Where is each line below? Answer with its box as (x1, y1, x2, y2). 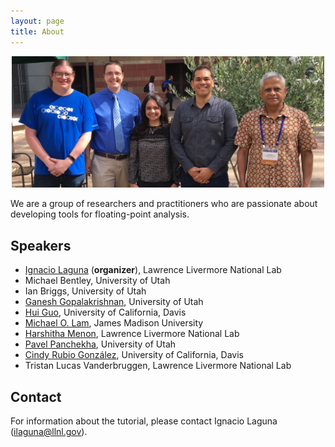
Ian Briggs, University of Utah (24, 285, 147, 297)
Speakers (10, 237, 72, 254)
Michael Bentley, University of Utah (24, 275, 171, 287)
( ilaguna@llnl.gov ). (10, 426, 88, 438)
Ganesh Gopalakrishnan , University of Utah (24, 296, 204, 308)
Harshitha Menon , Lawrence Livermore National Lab (24, 328, 240, 340)
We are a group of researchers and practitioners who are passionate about (10, 198, 318, 210)
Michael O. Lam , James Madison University (24, 317, 204, 329)
